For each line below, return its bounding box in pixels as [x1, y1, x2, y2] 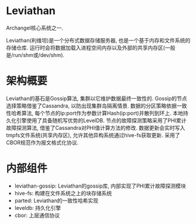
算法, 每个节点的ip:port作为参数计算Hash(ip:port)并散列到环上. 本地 [21, 109, 184, 116]
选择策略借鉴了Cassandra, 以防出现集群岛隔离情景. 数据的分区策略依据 [6, 102, 177, 109]
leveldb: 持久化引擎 [14, 204, 62, 211]
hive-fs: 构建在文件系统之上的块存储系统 [14, 189, 112, 196]
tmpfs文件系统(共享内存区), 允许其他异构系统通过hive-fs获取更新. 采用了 [6, 131, 180, 139]
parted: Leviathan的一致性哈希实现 [14, 197, 99, 204]
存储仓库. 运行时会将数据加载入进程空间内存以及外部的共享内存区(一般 [6, 44, 176, 51]
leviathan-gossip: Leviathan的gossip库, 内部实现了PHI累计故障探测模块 [14, 182, 187, 189]
